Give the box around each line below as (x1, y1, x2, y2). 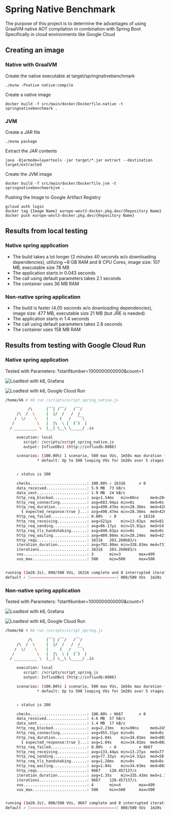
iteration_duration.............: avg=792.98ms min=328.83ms (16, 542, 148, 548)
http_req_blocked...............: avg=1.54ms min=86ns (16, 495, 139, 500)
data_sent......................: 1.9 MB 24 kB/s (16, 490, 125, 495)
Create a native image (5, 92, 51, 98)
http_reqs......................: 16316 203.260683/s (16, 537, 137, 542)
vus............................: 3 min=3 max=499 (16, 552, 155, 557)
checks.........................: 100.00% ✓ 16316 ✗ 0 (16, 481, 146, 486)
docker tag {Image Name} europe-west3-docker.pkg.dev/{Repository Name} (5, 208, 162, 214)
